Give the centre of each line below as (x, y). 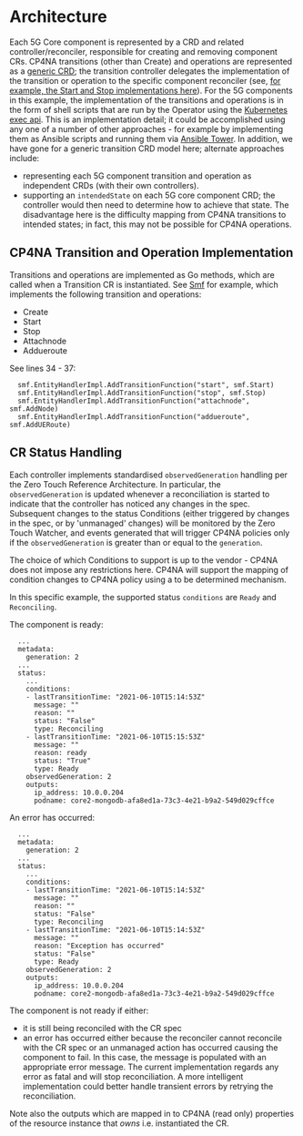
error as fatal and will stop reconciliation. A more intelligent (133, 1076)
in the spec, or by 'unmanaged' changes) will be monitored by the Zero (142, 523)
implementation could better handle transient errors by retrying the (148, 1086)
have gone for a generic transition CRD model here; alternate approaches (147, 148)
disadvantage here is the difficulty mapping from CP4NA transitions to (154, 214)
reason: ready (61, 752)
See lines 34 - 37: (42, 368)
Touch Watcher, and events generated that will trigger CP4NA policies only (150, 532)
